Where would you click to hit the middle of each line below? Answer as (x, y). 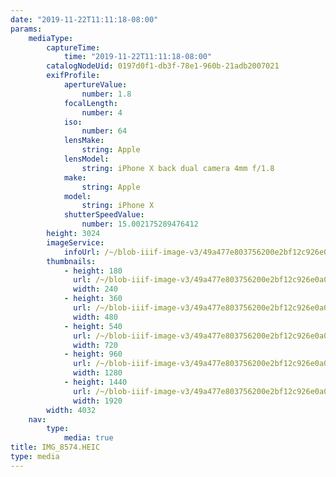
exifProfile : (73, 76)
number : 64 (104, 131)
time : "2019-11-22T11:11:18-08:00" (138, 57)
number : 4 (102, 112)
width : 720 (95, 345)
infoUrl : (82, 252)
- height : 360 (93, 299)
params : (26, 29)
